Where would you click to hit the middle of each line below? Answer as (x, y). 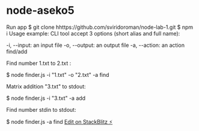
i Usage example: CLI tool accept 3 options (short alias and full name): (93, 33)
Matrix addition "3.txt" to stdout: (46, 86)
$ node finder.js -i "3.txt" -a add (46, 98)
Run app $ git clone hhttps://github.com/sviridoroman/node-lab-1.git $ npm (100, 27)
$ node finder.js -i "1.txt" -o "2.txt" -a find (58, 75)
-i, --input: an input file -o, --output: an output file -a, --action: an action (96, 45)
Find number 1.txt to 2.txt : (39, 63)
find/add (17, 51)
